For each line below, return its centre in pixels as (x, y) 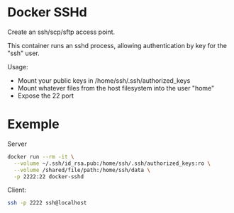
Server (17, 144)
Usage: (18, 67)
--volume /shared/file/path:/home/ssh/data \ (82, 170)
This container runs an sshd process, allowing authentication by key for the (117, 45)
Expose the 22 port (46, 96)
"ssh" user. (24, 53)
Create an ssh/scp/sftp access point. (61, 32)
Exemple (33, 124)
